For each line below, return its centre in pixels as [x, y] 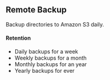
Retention [18, 38]
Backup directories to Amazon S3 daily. [55, 24]
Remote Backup [36, 10]
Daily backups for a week [46, 52]
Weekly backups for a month [50, 58]
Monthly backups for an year [51, 64]
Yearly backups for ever [44, 71]
